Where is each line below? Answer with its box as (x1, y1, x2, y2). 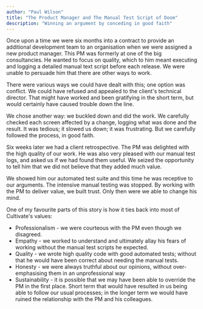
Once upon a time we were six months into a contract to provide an (6, 37, 174, 44)
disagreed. (15, 231, 43, 238)
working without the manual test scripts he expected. (15, 244, 149, 251)
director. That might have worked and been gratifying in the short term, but (6, 94, 194, 101)
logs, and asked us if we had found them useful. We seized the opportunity (6, 157, 194, 164)
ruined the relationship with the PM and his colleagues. (15, 296, 153, 303)
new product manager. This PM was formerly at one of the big (6, 50, 162, 57)
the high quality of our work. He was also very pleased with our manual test (6, 150, 196, 157)
